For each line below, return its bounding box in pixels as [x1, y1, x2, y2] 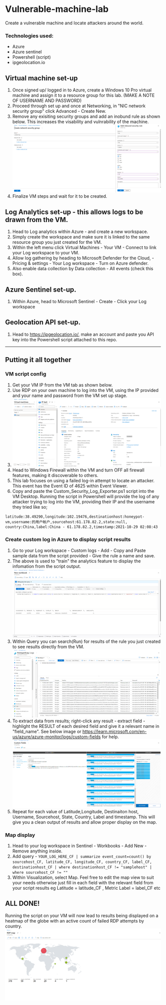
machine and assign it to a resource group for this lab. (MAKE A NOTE [12, 92, 155, 98]
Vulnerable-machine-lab [5, 3, 109, 15]
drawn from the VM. [5, 215, 68, 224]
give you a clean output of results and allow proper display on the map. [12, 819, 157, 825]
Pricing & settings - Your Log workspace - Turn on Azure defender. [12, 260, 149, 266]
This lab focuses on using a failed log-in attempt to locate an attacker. [12, 478, 155, 484]
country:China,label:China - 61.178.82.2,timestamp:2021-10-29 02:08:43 [5, 525, 158, 530]
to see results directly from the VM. [12, 643, 84, 649]
